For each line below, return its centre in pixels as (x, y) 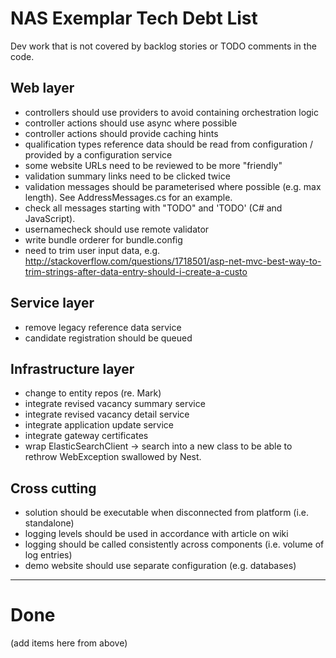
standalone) (49, 523)
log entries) (48, 555)
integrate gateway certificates (86, 436)
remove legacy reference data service (103, 327)
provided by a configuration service (98, 154)
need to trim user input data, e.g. (92, 250)
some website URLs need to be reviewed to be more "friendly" (153, 165)
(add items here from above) (69, 643)
